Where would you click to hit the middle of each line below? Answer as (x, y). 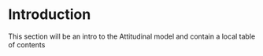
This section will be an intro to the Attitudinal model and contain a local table (132, 36)
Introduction (50, 15)
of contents (27, 44)
